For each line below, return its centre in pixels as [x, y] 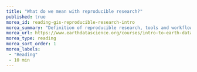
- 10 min [19, 60]
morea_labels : [23, 49]
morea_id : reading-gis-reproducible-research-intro [70, 22]
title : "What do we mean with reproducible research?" [74, 11]
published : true [26, 17]
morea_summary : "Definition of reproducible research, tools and [87, 28]
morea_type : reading [31, 38]
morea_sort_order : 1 [31, 44]
